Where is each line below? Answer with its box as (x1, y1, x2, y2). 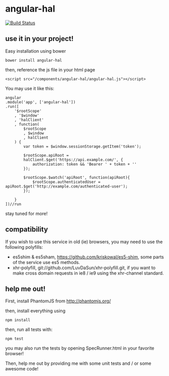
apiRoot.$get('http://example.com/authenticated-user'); (5, 183, 128, 189)
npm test (5, 336, 24, 342)
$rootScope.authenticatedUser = (32, 179, 101, 184)
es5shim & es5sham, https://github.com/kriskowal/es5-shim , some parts (12, 254, 164, 260)
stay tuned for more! (5, 210, 48, 216)
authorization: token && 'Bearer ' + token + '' (32, 162, 137, 167)
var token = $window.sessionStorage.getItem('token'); (23, 144, 142, 149)
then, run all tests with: (5, 326, 53, 332)
